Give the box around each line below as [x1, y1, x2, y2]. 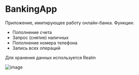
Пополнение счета [12, 29, 52, 35]
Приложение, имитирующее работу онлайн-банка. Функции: [5, 20, 135, 26]
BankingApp [5, 3, 57, 15]
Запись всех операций [12, 45, 61, 51]
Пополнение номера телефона [12, 39, 78, 45]
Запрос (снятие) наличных [12, 35, 69, 40]
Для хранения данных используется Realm [5, 54, 96, 60]
